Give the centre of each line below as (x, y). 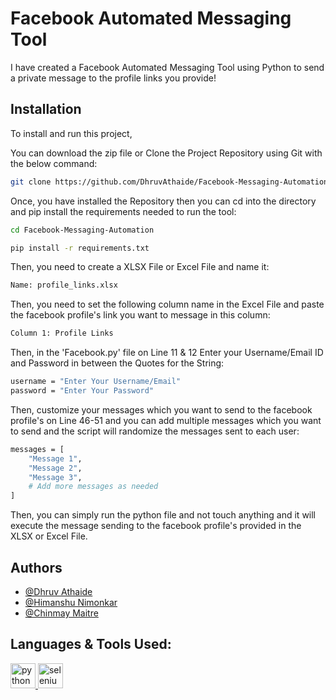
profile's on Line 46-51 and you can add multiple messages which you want (166, 420)
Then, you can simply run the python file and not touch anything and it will (163, 515)
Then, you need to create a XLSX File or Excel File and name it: (140, 267)
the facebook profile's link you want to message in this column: (140, 315)
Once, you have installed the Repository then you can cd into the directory (163, 201)
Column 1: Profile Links (62, 333)
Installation (46, 109)
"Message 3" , (55, 477)
